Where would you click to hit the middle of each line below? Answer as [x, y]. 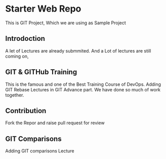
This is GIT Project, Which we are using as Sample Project [66, 23]
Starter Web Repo [43, 9]
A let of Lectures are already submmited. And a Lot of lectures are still [78, 50]
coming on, [17, 56]
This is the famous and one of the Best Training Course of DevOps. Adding [83, 84]
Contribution [26, 111]
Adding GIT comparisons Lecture [40, 151]
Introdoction [25, 39]
